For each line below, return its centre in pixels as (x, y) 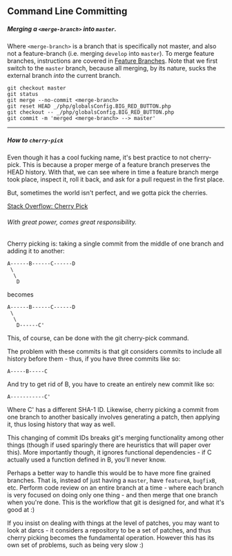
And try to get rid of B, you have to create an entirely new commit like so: (111, 384)
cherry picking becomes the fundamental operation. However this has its (111, 537)
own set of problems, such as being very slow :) (75, 545)
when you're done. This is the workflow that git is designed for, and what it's (116, 502)
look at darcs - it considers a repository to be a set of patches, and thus (109, 530)
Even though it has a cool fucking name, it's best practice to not (98, 157)
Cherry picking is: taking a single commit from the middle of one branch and (116, 244)
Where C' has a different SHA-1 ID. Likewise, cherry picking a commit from (113, 409)
